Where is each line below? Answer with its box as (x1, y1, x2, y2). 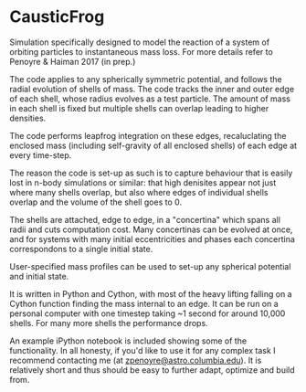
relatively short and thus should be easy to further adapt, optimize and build (9, 364, 295, 376)
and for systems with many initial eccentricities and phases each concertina (9, 233, 295, 244)
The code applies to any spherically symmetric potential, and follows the (9, 73, 282, 84)
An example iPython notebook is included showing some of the (9, 335, 248, 346)
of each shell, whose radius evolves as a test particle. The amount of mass (9, 93, 290, 104)
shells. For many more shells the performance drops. (9, 317, 208, 328)
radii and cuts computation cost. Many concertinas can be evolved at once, (9, 224, 293, 235)
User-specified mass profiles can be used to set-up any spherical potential (9, 260, 291, 271)
